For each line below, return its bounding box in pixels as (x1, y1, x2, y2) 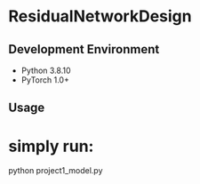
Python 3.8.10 (20, 65, 72, 76)
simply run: (8, 136, 94, 156)
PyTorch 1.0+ (20, 75, 70, 85)
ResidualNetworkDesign (8, 6, 192, 27)
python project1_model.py (8, 165, 103, 176)
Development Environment (8, 42, 160, 57)
